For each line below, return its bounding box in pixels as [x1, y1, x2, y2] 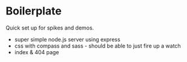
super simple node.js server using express [14, 36, 120, 43]
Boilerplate [5, 4, 62, 18]
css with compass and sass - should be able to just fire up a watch [14, 42, 181, 49]
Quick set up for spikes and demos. [5, 24, 94, 31]
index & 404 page [14, 48, 59, 55]
